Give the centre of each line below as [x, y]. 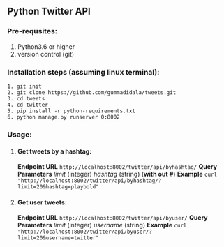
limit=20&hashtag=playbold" [58, 187]
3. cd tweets [26, 98]
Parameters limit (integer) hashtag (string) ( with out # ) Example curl [117, 174]
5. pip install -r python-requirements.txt [72, 111]
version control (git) [46, 54]
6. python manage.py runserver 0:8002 [64, 117]
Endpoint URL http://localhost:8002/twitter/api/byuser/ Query [112, 218]
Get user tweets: [42, 202]
